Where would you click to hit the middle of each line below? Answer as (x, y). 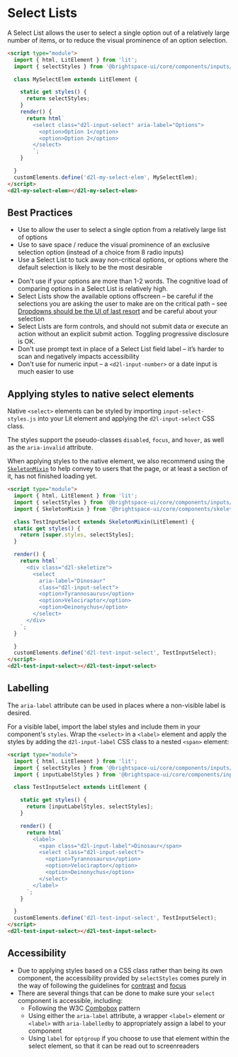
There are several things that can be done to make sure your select (116, 993)
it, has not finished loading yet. (52, 476)
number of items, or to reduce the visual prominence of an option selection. (118, 40)
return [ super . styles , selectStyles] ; (77, 535)
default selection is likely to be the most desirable (90, 267)
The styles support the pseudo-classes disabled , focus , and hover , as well (116, 440)
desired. (19, 713)
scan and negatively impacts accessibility (78, 357)
